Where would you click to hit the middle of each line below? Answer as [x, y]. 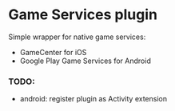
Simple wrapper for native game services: [77, 37]
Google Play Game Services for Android [86, 61]
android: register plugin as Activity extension [93, 99]
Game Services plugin [83, 15]
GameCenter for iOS [53, 52]
